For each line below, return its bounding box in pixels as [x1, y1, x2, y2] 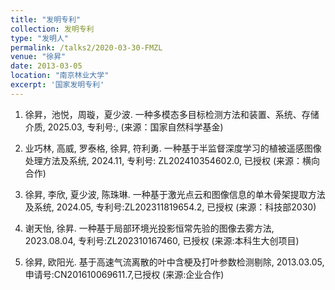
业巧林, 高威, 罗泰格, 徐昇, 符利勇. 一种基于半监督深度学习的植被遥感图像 [24, 142, 322, 154]
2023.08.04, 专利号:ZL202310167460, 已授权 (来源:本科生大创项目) [24, 234, 300, 246]
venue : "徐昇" [10, 52, 67, 62]
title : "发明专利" [10, 14, 82, 25]
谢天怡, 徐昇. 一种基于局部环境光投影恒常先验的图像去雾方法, [24, 222, 275, 234]
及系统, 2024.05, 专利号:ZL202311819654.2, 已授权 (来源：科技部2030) [24, 201, 317, 213]
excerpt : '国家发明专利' [10, 80, 105, 90]
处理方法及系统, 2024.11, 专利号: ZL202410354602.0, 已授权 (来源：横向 [24, 154, 321, 166]
